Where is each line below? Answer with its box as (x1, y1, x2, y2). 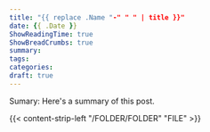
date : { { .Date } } (9, 21, 77, 30)
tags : (9, 54, 29, 63)
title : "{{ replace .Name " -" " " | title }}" (9, 12, 185, 22)
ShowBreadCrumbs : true (9, 37, 93, 47)
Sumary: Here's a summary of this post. (9, 95, 156, 106)
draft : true (9, 71, 53, 80)
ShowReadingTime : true (9, 29, 93, 38)
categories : (9, 63, 53, 72)
